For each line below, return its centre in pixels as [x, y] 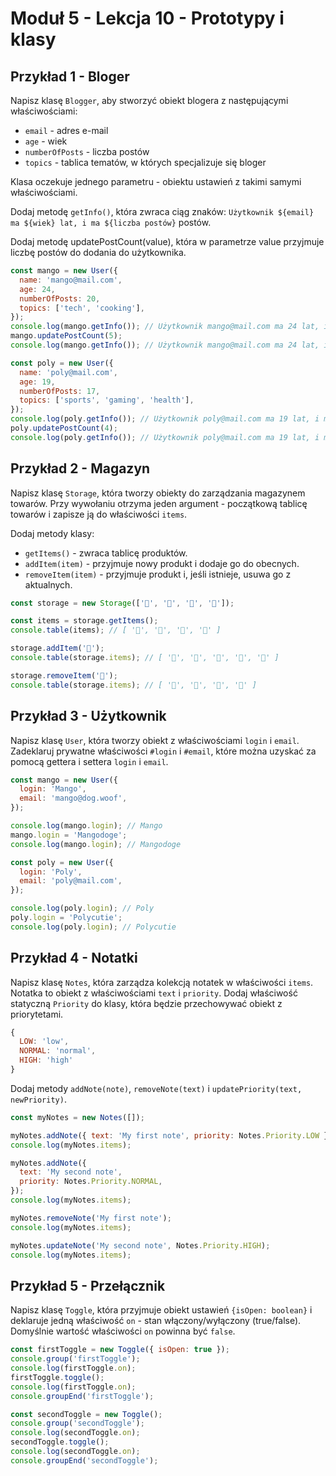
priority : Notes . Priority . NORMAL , [91, 1182]
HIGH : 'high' [46, 1060]
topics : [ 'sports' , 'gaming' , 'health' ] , [107, 400]
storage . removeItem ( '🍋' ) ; [64, 675]
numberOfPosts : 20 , [60, 298]
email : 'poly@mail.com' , [71, 881]
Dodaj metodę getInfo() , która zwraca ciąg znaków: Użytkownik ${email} [162, 211]
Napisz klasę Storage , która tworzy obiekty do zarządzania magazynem [158, 493]
